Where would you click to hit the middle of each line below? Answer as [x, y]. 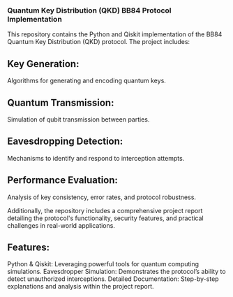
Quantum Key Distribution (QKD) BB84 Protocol [90, 10]
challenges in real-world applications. [61, 225]
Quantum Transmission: [61, 102]
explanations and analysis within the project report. [81, 287]
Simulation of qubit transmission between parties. [78, 119]
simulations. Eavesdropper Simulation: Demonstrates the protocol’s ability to [116, 272]
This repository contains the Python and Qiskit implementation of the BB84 [115, 34]
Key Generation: [43, 64]
